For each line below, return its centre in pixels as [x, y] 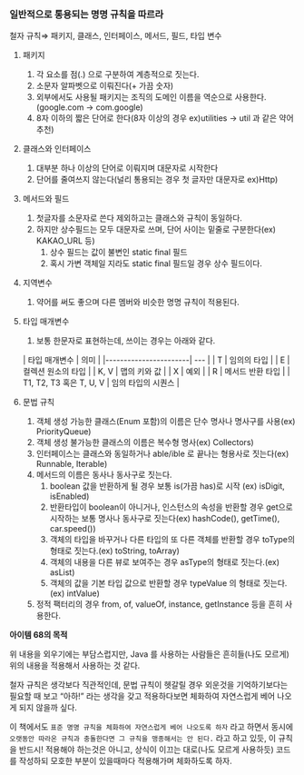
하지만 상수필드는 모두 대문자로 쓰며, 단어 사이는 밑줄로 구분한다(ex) [156, 230]
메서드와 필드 [46, 199]
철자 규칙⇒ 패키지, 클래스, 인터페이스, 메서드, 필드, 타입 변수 [116, 36]
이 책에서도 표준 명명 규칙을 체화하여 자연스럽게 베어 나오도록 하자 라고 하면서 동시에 [151, 727]
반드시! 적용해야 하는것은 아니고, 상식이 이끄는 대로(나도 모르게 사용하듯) [146, 750]
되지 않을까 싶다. [48, 708]
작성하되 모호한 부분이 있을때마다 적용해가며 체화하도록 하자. [126, 761]
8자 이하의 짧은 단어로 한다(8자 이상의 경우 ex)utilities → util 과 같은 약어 [165, 118]
